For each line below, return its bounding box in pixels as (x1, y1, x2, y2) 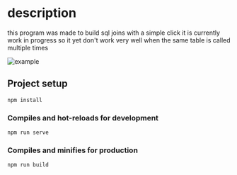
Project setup (7, 78, 69, 90)
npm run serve (7, 129, 50, 136)
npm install (7, 96, 42, 103)
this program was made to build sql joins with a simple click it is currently (7, 28, 221, 37)
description (7, 5, 76, 21)
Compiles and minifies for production (7, 145, 138, 155)
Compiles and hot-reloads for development (7, 113, 159, 123)
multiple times (7, 43, 48, 52)
